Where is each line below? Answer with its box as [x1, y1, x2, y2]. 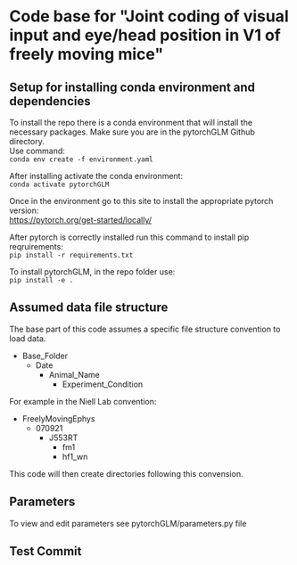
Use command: [9, 145, 65, 156]
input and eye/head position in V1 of [9, 25, 281, 45]
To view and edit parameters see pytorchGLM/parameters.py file [9, 518, 247, 528]
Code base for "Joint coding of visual [9, 6, 289, 27]
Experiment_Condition [62, 379, 144, 389]
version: [9, 205, 39, 216]
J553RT [48, 432, 78, 443]
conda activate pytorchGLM [9, 180, 110, 189]
